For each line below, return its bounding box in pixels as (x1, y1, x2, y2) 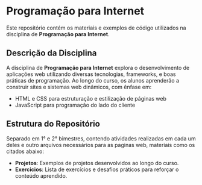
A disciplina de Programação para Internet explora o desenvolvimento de (6, 64, 190, 71)
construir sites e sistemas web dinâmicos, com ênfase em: (6, 83, 152, 90)
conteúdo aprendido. (14, 172, 68, 179)
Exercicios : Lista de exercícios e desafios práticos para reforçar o (14, 166, 179, 173)
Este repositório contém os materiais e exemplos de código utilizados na (6, 24, 186, 31)
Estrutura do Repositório (6, 119, 101, 129)
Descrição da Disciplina (6, 48, 97, 58)
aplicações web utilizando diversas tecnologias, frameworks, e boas (6, 71, 176, 78)
